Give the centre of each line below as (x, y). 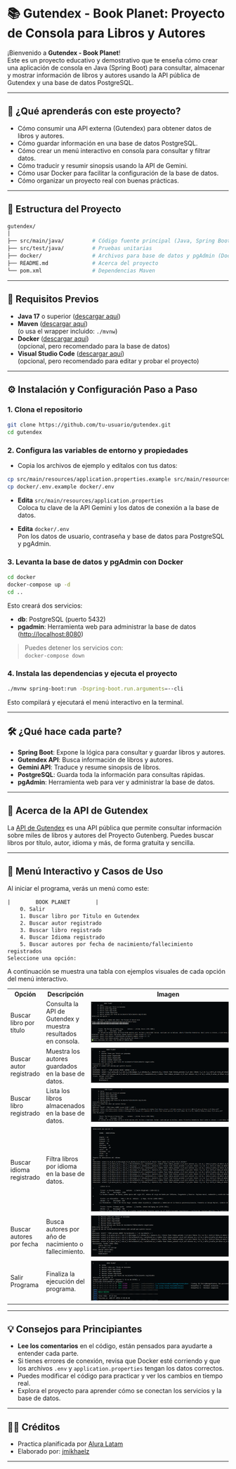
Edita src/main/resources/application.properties (90, 500)
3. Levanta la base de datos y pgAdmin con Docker (96, 561)
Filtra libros (62, 1158)
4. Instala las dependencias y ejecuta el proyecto (92, 673)
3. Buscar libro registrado (61, 930)
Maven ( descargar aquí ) (52, 323)
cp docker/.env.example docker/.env (61, 487)
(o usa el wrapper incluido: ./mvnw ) (67, 331)
